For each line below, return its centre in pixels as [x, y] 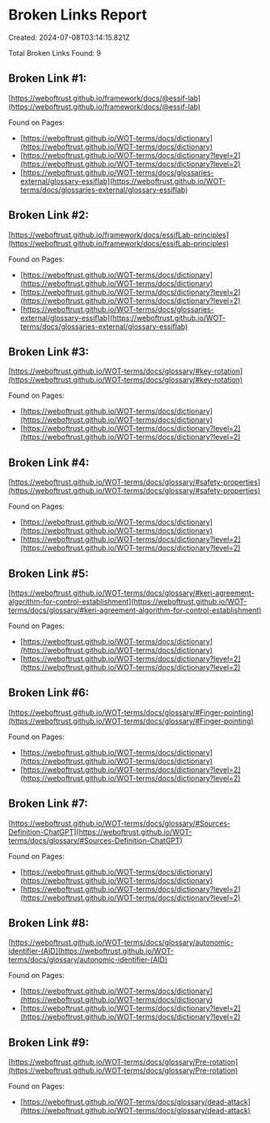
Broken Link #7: [49, 804]
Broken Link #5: [49, 573]
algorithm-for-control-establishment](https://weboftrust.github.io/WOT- [128, 602]
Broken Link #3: [49, 351]
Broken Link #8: [49, 923]
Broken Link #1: [48, 79]
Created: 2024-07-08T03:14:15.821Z [70, 37]
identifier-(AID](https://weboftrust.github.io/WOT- [91, 951]
